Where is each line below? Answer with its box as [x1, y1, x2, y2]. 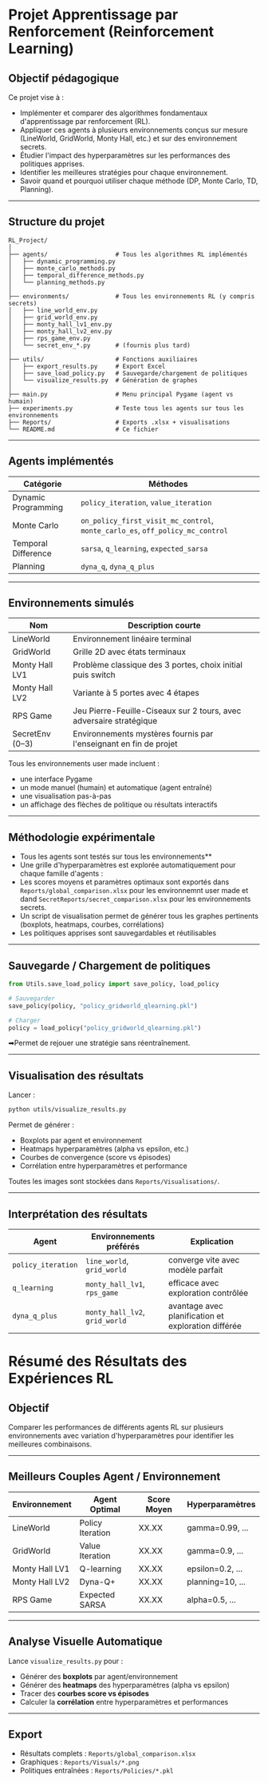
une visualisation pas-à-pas [19, 792, 112, 801]
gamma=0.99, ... [187, 1522, 249, 1533]
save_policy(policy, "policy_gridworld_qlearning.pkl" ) [8, 1002, 198, 1010]
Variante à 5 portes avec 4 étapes [73, 688, 199, 699]
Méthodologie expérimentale [8, 830, 156, 844]
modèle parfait [168, 1264, 223, 1275]
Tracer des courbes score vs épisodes [19, 1689, 150, 1698]
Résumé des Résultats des [8, 1353, 187, 1370]
